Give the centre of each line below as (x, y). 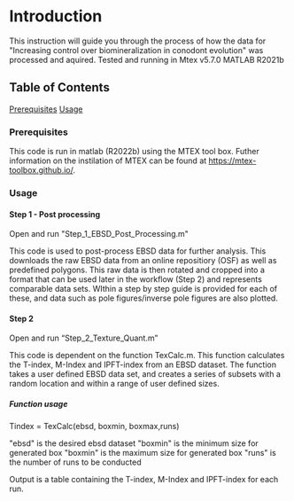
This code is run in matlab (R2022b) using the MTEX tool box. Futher (134, 152)
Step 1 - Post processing (55, 214)
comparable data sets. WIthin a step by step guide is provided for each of (143, 289)
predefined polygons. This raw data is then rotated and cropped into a (137, 270)
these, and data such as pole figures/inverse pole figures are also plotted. (144, 298)
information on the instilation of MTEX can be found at (108, 160)
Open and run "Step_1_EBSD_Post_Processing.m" (99, 234)
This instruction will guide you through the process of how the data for (138, 41)
